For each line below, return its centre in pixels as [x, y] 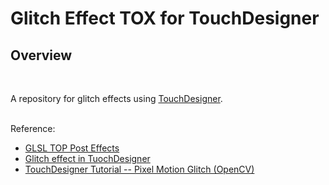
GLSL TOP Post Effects [72, 148]
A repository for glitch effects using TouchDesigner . [116, 98]
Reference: [33, 128]
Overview [41, 55]
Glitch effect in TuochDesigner [87, 158]
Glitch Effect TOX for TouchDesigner [165, 18]
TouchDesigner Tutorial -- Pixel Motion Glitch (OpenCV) [139, 169]
